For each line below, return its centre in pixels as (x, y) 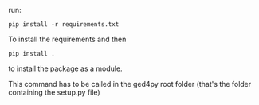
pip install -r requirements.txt (64, 25)
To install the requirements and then (67, 39)
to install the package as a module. (65, 68)
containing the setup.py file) (55, 92)
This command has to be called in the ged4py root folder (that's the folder (130, 84)
